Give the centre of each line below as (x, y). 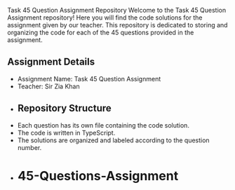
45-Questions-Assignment (98, 176)
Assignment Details (51, 62)
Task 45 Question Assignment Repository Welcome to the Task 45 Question (117, 10)
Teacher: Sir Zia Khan (48, 86)
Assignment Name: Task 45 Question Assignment (89, 79)
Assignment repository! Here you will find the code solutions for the (105, 18)
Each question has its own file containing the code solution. (103, 125)
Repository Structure (65, 108)
